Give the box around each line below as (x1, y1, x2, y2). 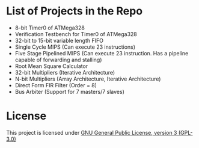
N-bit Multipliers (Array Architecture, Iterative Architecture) (14, 75, 161, 82)
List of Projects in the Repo (6, 4, 143, 18)
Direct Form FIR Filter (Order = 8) (14, 81, 97, 88)
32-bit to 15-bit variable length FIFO (14, 37, 104, 44)
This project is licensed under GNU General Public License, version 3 (6, 129, 177, 136)
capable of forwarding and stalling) (14, 56, 102, 63)
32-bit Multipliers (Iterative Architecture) (14, 69, 115, 76)
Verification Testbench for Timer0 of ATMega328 (14, 30, 137, 37)
